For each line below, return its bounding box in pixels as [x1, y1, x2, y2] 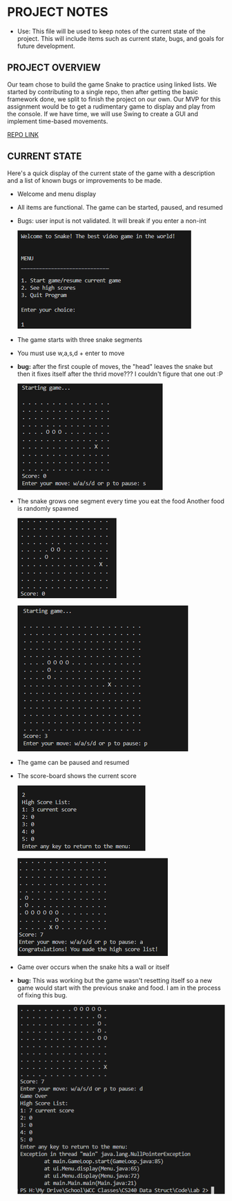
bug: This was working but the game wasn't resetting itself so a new [17, 976, 213, 984]
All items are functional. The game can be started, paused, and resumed [17, 203, 223, 211]
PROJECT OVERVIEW [7, 62, 101, 73]
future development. [17, 42, 76, 50]
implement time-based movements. [7, 117, 108, 125]
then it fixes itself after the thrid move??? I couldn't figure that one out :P [17, 370, 223, 378]
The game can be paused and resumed [17, 758, 130, 766]
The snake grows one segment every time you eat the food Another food [17, 496, 224, 505]
